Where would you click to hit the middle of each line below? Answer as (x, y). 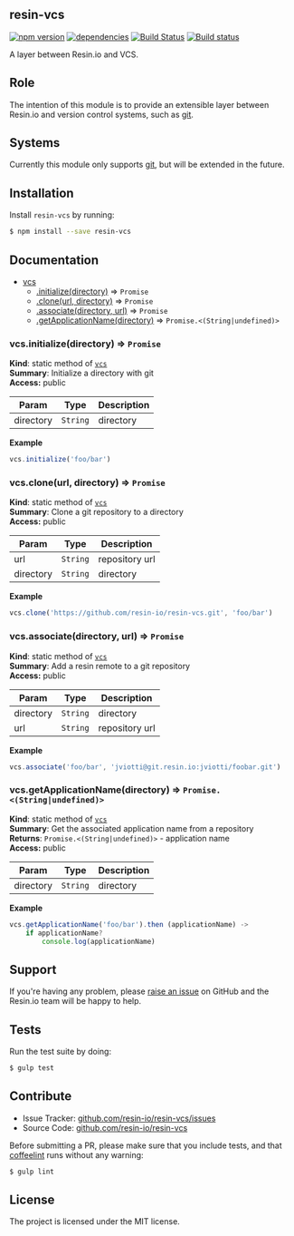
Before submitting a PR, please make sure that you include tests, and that (146, 1145)
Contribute (41, 1096)
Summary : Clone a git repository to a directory (96, 512)
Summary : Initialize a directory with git (81, 373)
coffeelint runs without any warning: (76, 1154)
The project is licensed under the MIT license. (95, 1221)
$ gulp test (32, 1068)
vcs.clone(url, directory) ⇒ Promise (87, 482)
